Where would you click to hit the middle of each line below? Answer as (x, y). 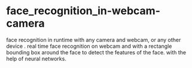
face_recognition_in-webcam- (83, 11)
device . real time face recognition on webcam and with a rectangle (89, 46)
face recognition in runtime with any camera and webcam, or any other (94, 40)
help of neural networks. (36, 59)
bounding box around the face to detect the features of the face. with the (96, 52)
